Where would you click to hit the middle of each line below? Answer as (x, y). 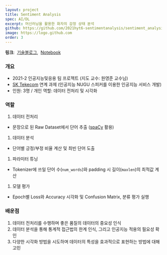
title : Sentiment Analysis (33, 14)
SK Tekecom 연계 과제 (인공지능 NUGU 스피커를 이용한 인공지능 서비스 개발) (87, 85)
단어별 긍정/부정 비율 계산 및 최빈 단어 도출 (54, 148)
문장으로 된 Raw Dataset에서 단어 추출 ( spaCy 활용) (63, 127)
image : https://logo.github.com (39, 33)
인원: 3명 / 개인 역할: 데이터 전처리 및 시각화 (55, 91)
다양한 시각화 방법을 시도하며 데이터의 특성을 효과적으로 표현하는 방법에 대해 (86, 242)
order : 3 (14, 38)
